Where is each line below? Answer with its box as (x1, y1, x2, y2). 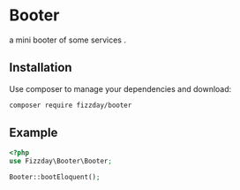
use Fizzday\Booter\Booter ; (9, 156, 113, 166)
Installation (9, 60, 72, 75)
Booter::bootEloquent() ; (9, 173, 101, 182)
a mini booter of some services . (9, 34, 126, 45)
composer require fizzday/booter (9, 101, 132, 110)
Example (9, 125, 58, 141)
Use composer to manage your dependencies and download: (9, 83, 232, 94)
